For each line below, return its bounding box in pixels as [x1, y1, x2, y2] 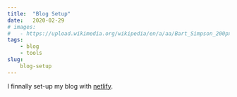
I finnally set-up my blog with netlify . [7, 82, 114, 90]
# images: [7, 23, 37, 30]
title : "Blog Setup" [7, 10, 71, 18]
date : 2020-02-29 [7, 17, 65, 24]
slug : [7, 56, 23, 63]
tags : [7, 37, 23, 44]
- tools [20, 50, 42, 57]
